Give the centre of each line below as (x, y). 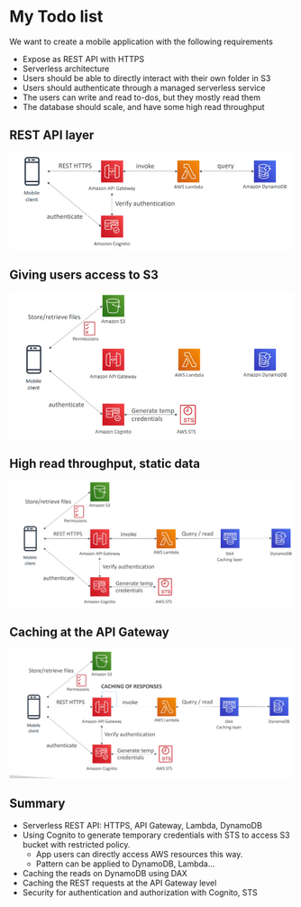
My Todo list (56, 17)
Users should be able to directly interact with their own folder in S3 (146, 78)
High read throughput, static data (105, 463)
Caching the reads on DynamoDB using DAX (105, 873)
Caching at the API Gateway (89, 632)
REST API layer (52, 136)
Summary (37, 804)
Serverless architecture (66, 69)
